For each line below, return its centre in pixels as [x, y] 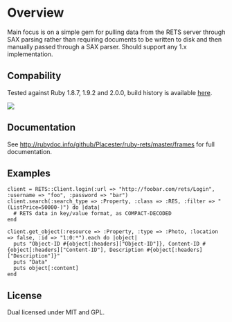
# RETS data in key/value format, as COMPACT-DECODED [92, 214]
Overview [36, 13]
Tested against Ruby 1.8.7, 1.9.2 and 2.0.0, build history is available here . [110, 92]
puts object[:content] [46, 269]
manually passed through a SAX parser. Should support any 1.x [97, 46]
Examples [29, 173]
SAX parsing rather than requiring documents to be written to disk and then [115, 39]
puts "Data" [31, 262]
